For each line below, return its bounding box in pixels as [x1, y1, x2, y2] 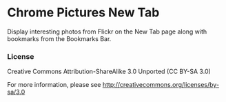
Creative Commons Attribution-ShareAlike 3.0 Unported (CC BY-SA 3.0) [7, 67, 212, 76]
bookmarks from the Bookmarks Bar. [7, 34, 112, 42]
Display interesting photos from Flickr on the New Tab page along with [7, 27, 207, 36]
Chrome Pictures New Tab [7, 5, 160, 21]
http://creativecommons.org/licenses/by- [102, 81, 219, 89]
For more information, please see [7, 81, 101, 89]
